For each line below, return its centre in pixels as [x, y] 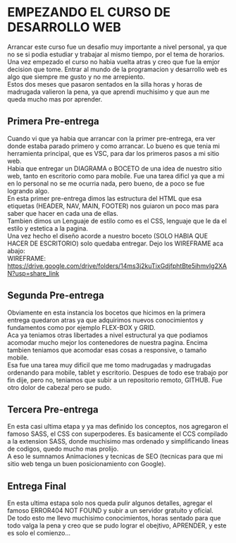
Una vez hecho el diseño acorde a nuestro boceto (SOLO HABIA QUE [108, 236]
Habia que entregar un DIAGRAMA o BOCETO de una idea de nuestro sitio [114, 168]
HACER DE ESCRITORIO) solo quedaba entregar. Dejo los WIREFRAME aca [116, 243]
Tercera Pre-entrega [53, 409]
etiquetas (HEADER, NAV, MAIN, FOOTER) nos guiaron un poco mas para [113, 206]
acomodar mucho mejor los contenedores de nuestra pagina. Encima [107, 342]
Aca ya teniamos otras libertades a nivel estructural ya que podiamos [108, 335]
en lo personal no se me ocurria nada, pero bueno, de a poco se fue [106, 183]
